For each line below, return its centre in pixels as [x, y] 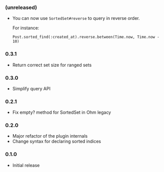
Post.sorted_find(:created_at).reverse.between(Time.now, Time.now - [86, 37]
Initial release [26, 165]
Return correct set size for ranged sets [52, 65]
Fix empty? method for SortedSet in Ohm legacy [62, 112]
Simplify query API [31, 88]
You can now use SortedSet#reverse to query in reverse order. [76, 18]
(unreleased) [21, 7]
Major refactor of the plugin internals [50, 136]
